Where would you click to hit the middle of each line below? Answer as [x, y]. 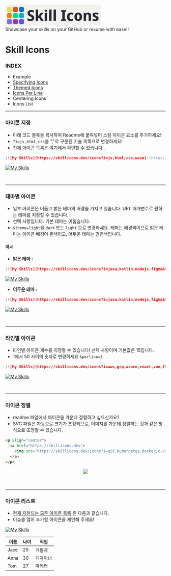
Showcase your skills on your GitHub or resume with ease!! [67, 29]
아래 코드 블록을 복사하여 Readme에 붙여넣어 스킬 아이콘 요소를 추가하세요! [87, 135]
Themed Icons [28, 88]
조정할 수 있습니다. [45, 430]
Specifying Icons [30, 82]
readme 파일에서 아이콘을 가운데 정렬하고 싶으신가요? [66, 418]
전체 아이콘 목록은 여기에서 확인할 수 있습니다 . [59, 148]
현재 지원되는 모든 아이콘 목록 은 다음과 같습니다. [61, 513]
